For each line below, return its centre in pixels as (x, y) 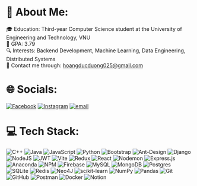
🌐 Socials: (32, 89)
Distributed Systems (31, 59)
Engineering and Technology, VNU (48, 37)
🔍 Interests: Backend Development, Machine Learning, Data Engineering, (96, 51)
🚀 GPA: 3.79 (21, 43)
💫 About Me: (37, 12)
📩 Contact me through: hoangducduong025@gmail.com (75, 65)
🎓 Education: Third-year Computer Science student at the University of (94, 29)
